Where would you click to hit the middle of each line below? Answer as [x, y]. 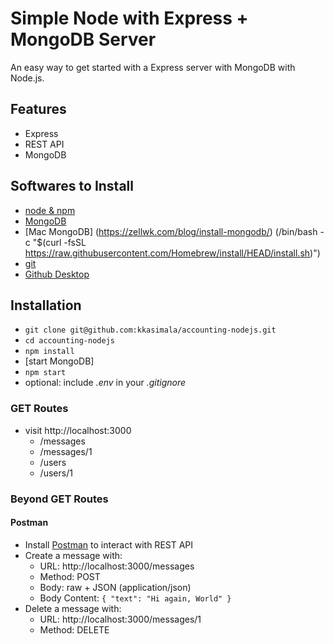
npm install [49, 352]
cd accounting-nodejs [69, 341]
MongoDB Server [83, 39]
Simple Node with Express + [129, 18]
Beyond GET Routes [59, 499]
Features [38, 109]
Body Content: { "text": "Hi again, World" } [135, 598]
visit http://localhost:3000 [78, 430]
